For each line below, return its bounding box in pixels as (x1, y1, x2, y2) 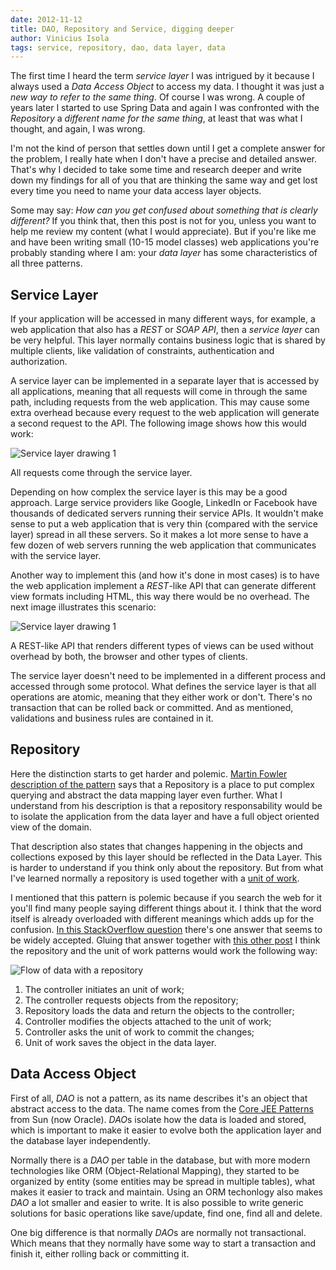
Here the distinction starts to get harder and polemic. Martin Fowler (10, 767, 288, 780)
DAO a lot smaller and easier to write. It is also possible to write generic (10, 1196, 304, 1208)
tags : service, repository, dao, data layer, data (10, 42, 226, 53)
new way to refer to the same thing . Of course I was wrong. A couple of (10, 91, 306, 103)
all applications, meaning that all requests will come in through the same (10, 386, 308, 398)
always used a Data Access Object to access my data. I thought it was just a (10, 81, 325, 93)
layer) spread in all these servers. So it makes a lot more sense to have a (10, 529, 309, 541)
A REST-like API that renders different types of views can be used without (10, 640, 314, 652)
